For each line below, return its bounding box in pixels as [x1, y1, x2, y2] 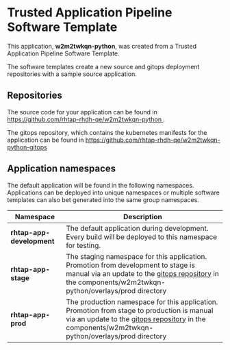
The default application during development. [66, 223, 209, 233]
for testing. [66, 240, 101, 250]
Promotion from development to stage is [66, 260, 195, 270]
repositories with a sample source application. [7, 70, 137, 78]
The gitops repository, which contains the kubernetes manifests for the [7, 128, 207, 136]
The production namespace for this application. [66, 297, 218, 306]
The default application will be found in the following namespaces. [7, 181, 194, 189]
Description [123, 212, 162, 221]
